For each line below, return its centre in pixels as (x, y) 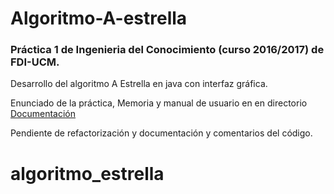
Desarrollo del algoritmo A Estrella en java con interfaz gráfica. (139, 84)
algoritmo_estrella (87, 173)
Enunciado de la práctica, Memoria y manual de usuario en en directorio (159, 103)
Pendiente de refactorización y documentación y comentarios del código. (161, 133)
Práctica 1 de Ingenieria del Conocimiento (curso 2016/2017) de (167, 50)
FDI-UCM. (35, 62)
